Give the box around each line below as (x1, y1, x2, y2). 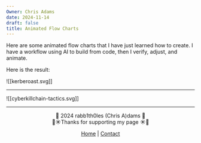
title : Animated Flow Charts (6, 25, 79, 32)
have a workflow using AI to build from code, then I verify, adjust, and (6, 48, 178, 56)
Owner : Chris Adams (6, 8, 55, 15)
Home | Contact (81, 130, 120, 138)
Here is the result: (6, 66, 50, 74)
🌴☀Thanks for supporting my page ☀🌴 (51, 118, 150, 126)
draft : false (6, 20, 39, 26)
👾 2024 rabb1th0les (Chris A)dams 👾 (56, 112, 145, 120)
